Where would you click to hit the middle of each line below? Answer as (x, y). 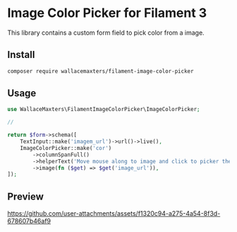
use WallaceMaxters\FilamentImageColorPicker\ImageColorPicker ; (104, 110)
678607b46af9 (29, 221)
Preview (26, 196)
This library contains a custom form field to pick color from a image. (106, 33)
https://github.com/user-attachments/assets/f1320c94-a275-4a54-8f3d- (114, 214)
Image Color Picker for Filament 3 (107, 13)
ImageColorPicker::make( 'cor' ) (66, 148)
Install (21, 55)
